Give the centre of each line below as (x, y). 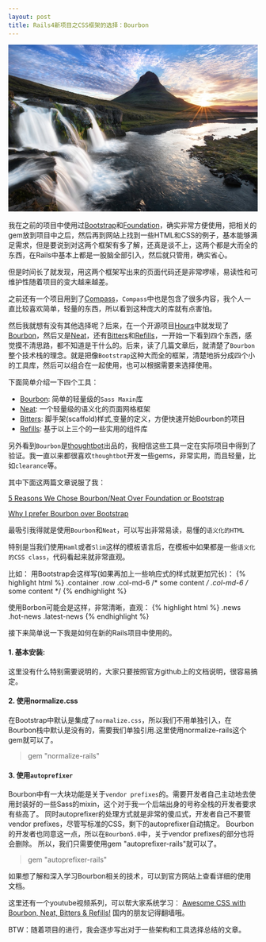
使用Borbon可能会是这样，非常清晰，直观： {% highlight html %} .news (125, 607)
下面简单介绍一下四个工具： (53, 382)
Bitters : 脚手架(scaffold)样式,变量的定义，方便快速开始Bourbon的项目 (132, 419)
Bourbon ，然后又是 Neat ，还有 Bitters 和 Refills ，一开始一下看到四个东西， (127, 335)
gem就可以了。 (33, 740)
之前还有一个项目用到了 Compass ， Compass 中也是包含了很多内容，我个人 (126, 299)
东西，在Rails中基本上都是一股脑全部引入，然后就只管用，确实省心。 (120, 255)
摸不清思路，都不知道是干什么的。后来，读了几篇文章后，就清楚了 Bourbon (135, 345)
